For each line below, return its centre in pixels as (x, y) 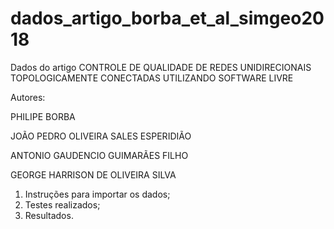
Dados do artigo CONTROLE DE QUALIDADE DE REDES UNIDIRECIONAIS (161, 67)
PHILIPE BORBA (43, 116)
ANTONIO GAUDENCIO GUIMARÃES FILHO (99, 155)
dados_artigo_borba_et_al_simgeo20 (167, 18)
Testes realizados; (62, 204)
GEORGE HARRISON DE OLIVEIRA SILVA (93, 174)
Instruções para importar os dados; (97, 194)
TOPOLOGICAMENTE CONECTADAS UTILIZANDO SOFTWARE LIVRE (152, 78)
